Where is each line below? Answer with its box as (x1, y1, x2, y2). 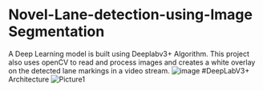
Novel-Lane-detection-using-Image (8, 6, 253, 24)
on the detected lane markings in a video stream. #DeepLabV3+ (8, 65, 250, 75)
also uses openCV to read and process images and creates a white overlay (8, 57, 256, 67)
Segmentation (8, 22, 105, 41)
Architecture (8, 74, 50, 84)
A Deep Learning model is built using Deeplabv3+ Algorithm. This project (8, 49, 250, 58)
